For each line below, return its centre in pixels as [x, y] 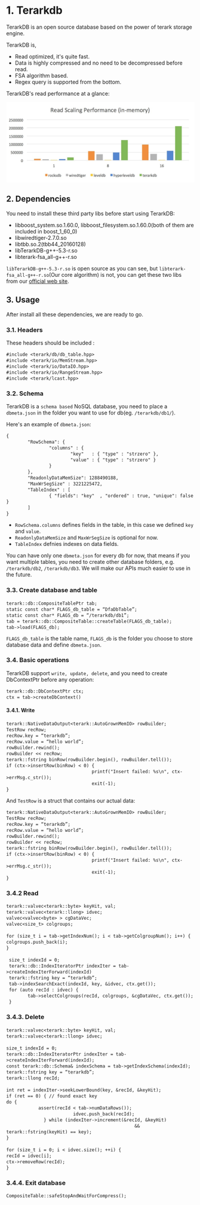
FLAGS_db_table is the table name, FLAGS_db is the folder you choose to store [99, 638]
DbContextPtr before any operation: [50, 679]
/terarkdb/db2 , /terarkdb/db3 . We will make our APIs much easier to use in [99, 568]
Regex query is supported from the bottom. [68, 82]
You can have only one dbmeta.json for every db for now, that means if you [98, 556]
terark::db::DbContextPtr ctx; [45, 691]
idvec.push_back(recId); [104, 1114]
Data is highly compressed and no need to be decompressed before [99, 63]
